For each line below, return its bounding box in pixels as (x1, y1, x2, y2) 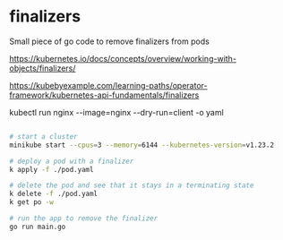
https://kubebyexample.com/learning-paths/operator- (9, 80, 208, 90)
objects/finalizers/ (9, 63, 76, 73)
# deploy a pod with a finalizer (9, 157, 134, 166)
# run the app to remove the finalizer (9, 214, 159, 223)
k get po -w (9, 198, 54, 207)
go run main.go (9, 222, 66, 231)
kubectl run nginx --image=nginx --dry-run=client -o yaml (9, 107, 224, 117)
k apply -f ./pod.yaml (9, 165, 94, 174)
